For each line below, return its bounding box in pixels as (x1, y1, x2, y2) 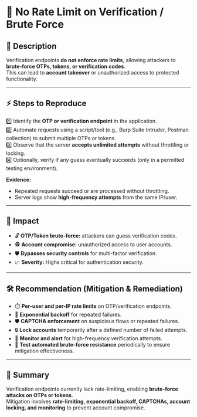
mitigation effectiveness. (14, 347, 74, 354)
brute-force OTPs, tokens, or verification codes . (6, 63, 126, 70)
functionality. (6, 76, 38, 82)
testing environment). (6, 164, 58, 172)
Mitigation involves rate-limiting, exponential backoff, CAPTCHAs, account (6, 398, 191, 405)
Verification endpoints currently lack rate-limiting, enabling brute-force (6, 385, 179, 392)
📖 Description (6, 41, 57, 51)
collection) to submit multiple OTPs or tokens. (6, 134, 116, 141)
